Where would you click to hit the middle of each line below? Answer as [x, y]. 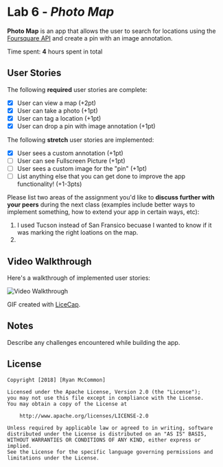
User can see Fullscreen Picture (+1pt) [71, 161]
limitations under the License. [53, 458]
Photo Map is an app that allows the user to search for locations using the [111, 31]
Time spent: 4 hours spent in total [55, 51]
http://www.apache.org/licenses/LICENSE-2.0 [84, 416]
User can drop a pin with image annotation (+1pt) [86, 126]
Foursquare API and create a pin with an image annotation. [90, 38]
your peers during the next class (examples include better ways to [101, 205]
